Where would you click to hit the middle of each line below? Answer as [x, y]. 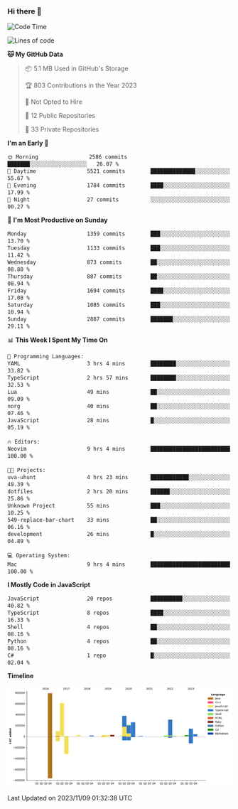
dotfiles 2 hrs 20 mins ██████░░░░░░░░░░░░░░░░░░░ [119, 492]
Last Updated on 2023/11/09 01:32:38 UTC [70, 798]
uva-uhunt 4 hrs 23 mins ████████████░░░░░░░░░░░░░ [119, 478]
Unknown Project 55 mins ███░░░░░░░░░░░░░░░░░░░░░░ [119, 506]
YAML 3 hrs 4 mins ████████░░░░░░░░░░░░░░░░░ [119, 364]
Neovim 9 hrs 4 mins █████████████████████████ [119, 449]
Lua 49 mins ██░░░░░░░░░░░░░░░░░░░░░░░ [119, 392]
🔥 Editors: [24, 442]
